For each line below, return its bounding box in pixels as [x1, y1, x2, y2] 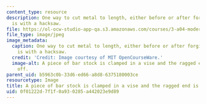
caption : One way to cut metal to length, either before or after [12, 43, 185, 50]
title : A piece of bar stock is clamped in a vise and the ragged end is [6, 83, 199, 89]
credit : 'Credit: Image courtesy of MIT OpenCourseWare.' [12, 54, 164, 61]
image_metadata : [6, 37, 48, 43]
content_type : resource [6, 9, 67, 15]
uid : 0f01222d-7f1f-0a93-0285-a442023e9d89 [6, 89, 120, 95]
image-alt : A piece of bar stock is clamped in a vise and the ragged [12, 60, 196, 66]
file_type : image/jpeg [6, 32, 64, 38]
